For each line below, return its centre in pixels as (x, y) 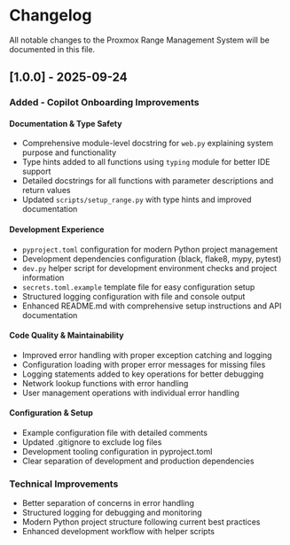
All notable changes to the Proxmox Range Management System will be (140, 40)
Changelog (51, 16)
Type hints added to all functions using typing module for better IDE (146, 162)
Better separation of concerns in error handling (108, 503)
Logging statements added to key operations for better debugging (143, 374)
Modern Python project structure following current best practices (141, 522)
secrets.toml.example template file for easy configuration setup (138, 287)
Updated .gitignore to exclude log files (92, 442)
